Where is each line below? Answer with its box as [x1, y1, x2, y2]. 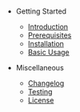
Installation [27, 39, 64, 49]
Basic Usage [27, 47, 70, 58]
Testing [27, 87, 53, 97]
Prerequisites [27, 30, 72, 40]
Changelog [27, 78, 65, 88]
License [27, 95, 54, 106]
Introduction [27, 22, 69, 32]
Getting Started [15, 6, 66, 16]
